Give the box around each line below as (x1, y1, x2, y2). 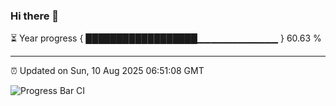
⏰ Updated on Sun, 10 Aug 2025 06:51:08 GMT (10, 65, 205, 77)
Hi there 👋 (10, 9, 60, 23)
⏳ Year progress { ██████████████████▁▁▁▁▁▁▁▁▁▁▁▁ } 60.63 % (10, 32, 322, 44)
